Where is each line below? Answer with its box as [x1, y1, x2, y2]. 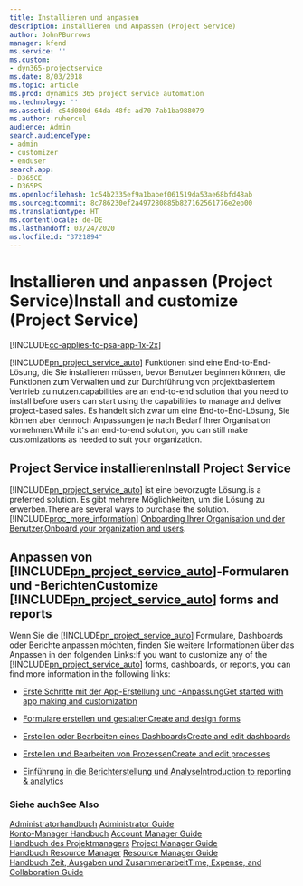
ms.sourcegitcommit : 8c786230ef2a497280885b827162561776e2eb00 [9, 198, 253, 208]
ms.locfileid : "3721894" [9, 232, 103, 241]
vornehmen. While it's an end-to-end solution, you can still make [9, 425, 249, 436]
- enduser [9, 156, 47, 166]
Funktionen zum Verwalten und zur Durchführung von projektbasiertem [9, 377, 276, 388]
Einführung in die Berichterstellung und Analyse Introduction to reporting [22, 766, 292, 776]
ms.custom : [9, 55, 51, 64]
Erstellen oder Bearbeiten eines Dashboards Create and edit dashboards [22, 730, 291, 741]
